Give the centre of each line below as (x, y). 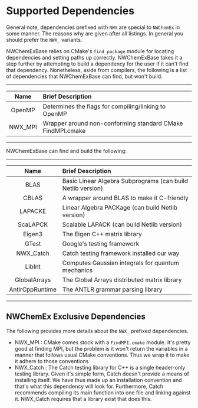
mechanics (77, 270)
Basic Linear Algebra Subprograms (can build (125, 181)
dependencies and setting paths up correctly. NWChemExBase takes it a (94, 57)
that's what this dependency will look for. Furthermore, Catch (89, 386)
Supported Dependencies (70, 11)
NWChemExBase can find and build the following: (66, 151)
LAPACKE (33, 211)
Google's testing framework (101, 243)
